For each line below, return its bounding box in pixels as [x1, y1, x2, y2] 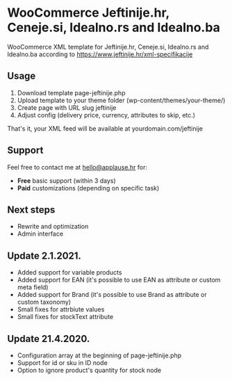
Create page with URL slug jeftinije [17, 103, 117, 112]
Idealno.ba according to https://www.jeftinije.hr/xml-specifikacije [7, 50, 193, 58]
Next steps [7, 204, 56, 216]
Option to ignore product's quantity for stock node [17, 366, 162, 374]
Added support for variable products [17, 268, 122, 277]
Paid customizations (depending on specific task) [17, 184, 160, 192]
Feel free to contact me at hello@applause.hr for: [7, 163, 148, 171]
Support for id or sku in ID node [17, 359, 108, 366]
